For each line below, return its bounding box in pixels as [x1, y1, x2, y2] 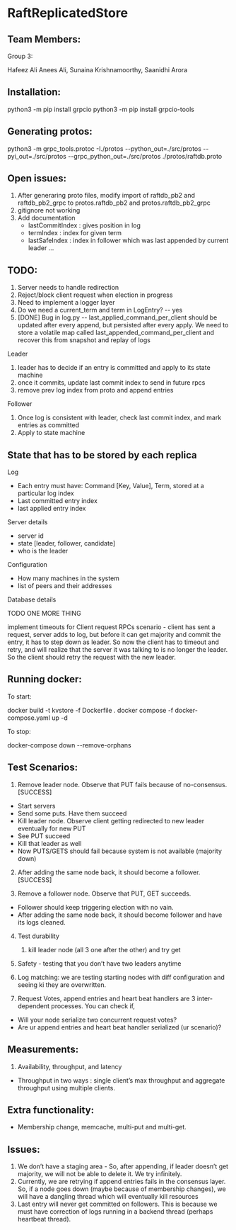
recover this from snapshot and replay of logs [17, 336, 151, 344]
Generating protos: [7, 125, 93, 137]
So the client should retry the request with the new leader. [7, 653, 177, 662]
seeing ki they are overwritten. [17, 980, 107, 989]
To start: [7, 692, 32, 701]
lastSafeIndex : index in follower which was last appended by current [28, 236, 229, 245]
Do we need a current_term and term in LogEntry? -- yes [17, 306, 183, 315]
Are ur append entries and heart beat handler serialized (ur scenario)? [17, 1022, 222, 1032]
